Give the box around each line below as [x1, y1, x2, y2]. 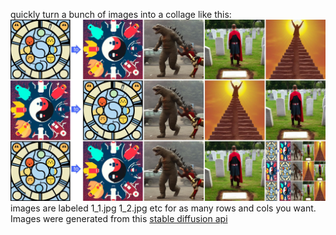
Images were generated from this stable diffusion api [10, 213, 228, 225]
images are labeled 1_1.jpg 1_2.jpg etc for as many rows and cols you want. [10, 202, 317, 214]
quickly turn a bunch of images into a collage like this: [10, 9, 232, 20]
